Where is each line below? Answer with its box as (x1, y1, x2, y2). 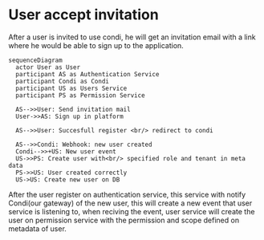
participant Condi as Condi (15, 77, 110, 85)
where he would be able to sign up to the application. (8, 40, 185, 50)
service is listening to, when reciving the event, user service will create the (8, 206, 255, 216)
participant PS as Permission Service (15, 91, 146, 100)
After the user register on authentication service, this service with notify (8, 189, 246, 199)
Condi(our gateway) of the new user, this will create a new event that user (8, 198, 253, 208)
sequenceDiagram (8, 56, 63, 64)
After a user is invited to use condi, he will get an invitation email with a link (8, 32, 256, 42)
